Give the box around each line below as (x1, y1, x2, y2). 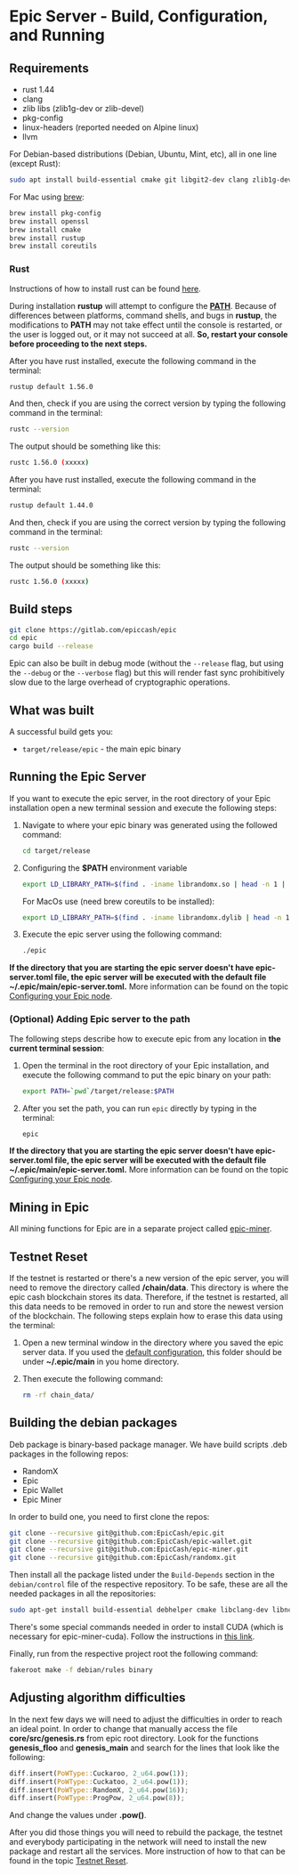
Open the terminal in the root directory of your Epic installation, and (21, 1059, 270, 1070)
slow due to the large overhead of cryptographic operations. (9, 677, 230, 687)
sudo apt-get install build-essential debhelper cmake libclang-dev (9, 1605, 269, 1615)
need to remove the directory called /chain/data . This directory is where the (9, 1282, 289, 1293)
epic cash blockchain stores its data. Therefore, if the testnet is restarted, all (9, 1292, 289, 1303)
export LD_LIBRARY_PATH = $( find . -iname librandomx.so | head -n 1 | (21, 880, 287, 889)
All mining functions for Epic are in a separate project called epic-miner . (9, 1223, 272, 1234)
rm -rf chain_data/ (21, 1391, 95, 1400)
